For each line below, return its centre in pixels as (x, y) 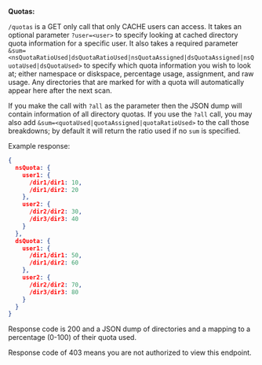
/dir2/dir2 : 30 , (55, 212)
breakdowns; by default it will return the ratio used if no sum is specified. (124, 131)
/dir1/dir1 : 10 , (55, 182)
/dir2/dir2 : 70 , (55, 285)
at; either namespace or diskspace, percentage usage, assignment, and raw (131, 74)
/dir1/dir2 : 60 (54, 263)
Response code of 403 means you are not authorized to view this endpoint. (130, 352)
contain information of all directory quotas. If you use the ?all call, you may (130, 114)
